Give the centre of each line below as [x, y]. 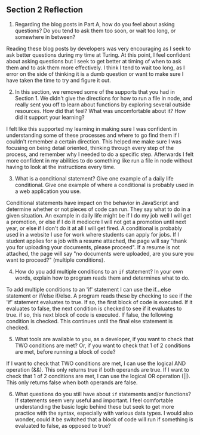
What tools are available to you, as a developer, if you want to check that [104, 339]
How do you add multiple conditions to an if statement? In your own [99, 271]
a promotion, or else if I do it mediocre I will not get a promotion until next [96, 222]
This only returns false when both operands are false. [72, 382]
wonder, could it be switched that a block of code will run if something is [104, 419]
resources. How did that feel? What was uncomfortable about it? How [100, 111]
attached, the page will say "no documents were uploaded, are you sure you [100, 253]
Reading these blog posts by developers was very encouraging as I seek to [99, 48]
